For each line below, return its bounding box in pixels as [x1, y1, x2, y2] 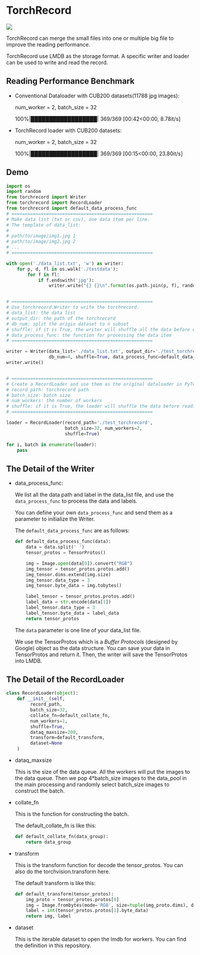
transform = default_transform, [30, 734, 105, 741]
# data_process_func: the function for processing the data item [6, 332, 171, 338]
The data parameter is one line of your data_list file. [14, 626, 142, 633]
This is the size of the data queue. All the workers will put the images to [14, 769, 190, 776]
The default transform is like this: [14, 879, 96, 886]
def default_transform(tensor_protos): [14, 891, 114, 897]
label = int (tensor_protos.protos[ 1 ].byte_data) [26, 908, 149, 914]
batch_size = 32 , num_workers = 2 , [64, 425, 143, 431]
